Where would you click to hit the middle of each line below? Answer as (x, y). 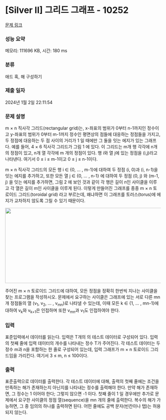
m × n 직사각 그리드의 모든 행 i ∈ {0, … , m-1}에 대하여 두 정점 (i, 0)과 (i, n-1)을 (82, 170)
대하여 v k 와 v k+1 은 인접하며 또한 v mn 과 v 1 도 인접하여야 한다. (62, 311)
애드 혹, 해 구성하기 (23, 76)
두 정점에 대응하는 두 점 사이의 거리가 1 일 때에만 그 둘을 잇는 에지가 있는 (74, 141)
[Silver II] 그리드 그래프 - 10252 (67, 10)
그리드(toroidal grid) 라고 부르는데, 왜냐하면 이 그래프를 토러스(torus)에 (87, 194)
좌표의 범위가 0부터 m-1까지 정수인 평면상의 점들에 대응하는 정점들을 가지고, (87, 134)
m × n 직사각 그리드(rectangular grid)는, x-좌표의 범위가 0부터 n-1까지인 (76, 128)
